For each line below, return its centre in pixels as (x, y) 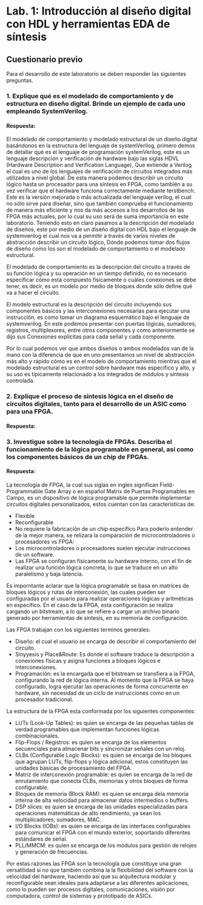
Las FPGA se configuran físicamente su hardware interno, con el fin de (103, 561)
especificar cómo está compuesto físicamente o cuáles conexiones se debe (101, 280)
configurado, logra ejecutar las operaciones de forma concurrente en (101, 686)
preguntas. (20, 80)
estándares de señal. (41, 839)
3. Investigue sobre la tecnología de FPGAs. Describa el (89, 442)
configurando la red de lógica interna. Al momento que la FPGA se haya (104, 680)
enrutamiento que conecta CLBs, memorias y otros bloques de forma (101, 781)
